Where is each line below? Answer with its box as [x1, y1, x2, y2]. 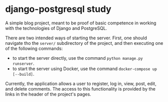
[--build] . [12, 71, 35, 77]
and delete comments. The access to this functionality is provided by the [5, 86, 155, 92]
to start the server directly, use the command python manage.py [12, 55, 143, 61]
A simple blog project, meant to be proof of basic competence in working [5, 20, 156, 26]
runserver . [12, 60, 35, 66]
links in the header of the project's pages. [5, 91, 91, 97]
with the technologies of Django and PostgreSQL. [5, 25, 107, 31]
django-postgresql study [5, 3, 112, 15]
